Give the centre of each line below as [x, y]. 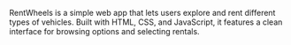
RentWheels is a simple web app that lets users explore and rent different [142, 13]
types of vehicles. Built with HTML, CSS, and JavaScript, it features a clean [146, 22]
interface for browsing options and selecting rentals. [105, 31]
